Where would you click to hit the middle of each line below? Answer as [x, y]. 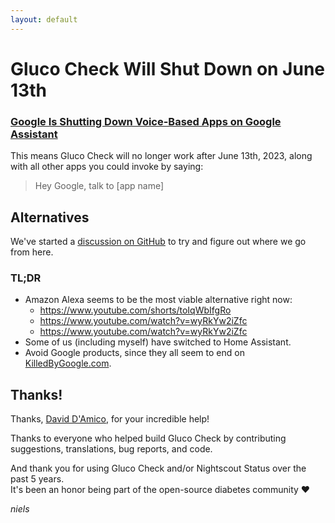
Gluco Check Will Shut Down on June [168, 68]
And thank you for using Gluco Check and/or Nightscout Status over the [158, 468]
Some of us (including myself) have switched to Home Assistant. [158, 342]
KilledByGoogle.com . [68, 363]
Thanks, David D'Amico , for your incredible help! [110, 419]
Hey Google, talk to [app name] [99, 186]
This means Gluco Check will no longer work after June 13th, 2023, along [161, 156]
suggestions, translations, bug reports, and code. [111, 449]
